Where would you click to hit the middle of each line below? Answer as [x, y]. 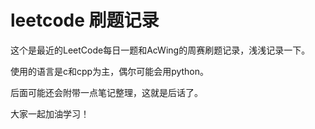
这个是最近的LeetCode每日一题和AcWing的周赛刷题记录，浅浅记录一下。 [160, 50]
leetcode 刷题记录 [85, 20]
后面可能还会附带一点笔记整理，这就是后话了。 [106, 92]
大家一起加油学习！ [50, 113]
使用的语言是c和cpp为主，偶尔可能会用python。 [110, 71]
